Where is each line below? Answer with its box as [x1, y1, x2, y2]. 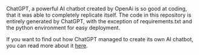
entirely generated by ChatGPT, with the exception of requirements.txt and [6, 18, 192, 25]
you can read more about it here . [6, 42, 88, 49]
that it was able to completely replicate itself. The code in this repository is [6, 11, 192, 19]
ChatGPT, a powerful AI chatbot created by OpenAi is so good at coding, [6, 5, 188, 12]
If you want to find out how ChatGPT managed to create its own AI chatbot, [6, 36, 194, 42]
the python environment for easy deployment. [6, 24, 120, 31]
